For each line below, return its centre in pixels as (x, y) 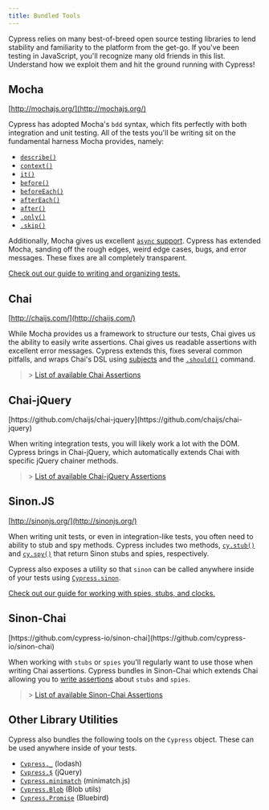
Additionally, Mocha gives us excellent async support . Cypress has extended (134, 241)
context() (37, 166)
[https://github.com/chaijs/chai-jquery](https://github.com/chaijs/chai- (125, 419)
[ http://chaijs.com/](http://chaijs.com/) (72, 318)
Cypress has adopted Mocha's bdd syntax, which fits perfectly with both (128, 125)
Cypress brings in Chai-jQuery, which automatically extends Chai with (124, 452)
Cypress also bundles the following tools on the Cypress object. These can (131, 739)
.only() (33, 218)
